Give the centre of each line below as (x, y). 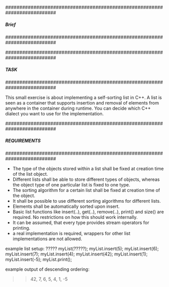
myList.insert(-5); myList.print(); (39, 259)
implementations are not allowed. (47, 239)
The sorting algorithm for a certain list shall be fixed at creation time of (86, 190)
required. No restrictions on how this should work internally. (75, 217)
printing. (21, 228)
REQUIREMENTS (23, 140)
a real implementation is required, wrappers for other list (71, 233)
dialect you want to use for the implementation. (55, 113)
